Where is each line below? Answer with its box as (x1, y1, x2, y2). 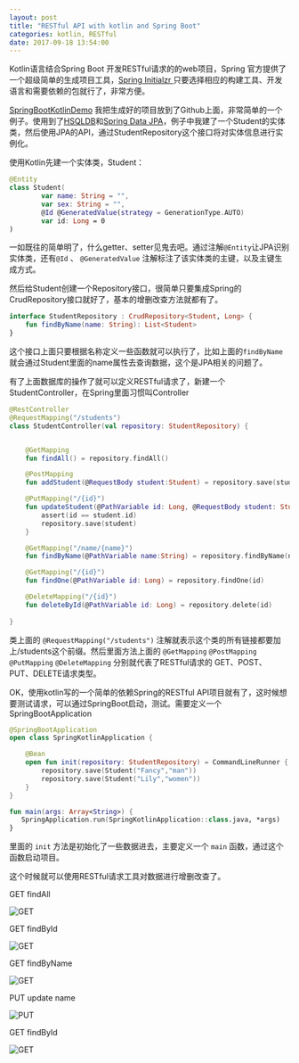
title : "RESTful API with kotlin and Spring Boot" (9, 21, 201, 30)
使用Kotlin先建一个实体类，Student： (9, 157, 145, 168)
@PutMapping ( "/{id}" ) (25, 494, 105, 504)
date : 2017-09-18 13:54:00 (9, 37, 109, 47)
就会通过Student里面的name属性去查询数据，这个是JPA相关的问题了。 (9, 358, 268, 367)
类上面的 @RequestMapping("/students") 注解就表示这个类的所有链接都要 (9, 634, 274, 645)
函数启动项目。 (9, 853, 64, 863)
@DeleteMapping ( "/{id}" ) (25, 592, 117, 601)
